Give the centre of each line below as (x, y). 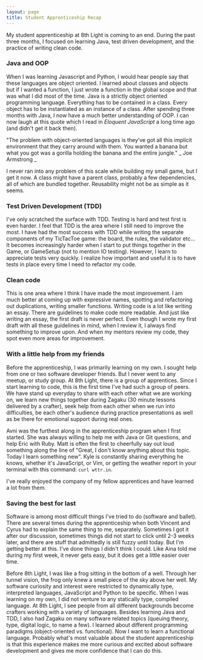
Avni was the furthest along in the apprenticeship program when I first (94, 431)
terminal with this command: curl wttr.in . (59, 469)
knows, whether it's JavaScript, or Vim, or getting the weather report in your (101, 463)
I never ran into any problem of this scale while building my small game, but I (102, 171)
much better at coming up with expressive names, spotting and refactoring (99, 300)
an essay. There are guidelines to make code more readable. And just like (98, 312)
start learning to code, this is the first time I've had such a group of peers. (98, 386)
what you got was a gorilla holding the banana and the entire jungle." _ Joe (99, 153)
